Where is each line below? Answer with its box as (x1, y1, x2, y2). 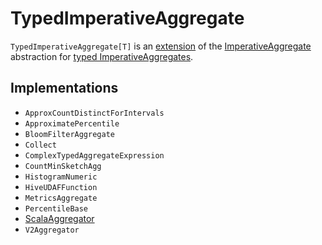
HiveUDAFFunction (24, 182, 98, 192)
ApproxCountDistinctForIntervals (24, 108, 165, 118)
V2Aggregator (24, 225, 80, 235)
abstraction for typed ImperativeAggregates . (10, 50, 194, 62)
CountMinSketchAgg (24, 161, 102, 171)
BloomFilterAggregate (24, 129, 115, 139)
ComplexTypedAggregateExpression (24, 150, 165, 161)
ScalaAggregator (24, 212, 95, 224)
